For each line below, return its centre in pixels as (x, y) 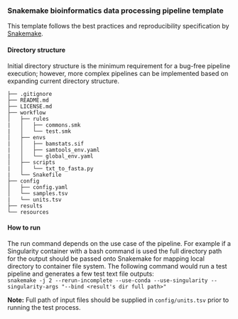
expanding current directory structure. (63, 81)
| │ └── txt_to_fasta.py (50, 168)
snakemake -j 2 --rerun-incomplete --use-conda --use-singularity (108, 280)
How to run (24, 228)
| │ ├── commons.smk (44, 125)
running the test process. (44, 307)
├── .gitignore (30, 94)
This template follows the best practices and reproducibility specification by (118, 26)
